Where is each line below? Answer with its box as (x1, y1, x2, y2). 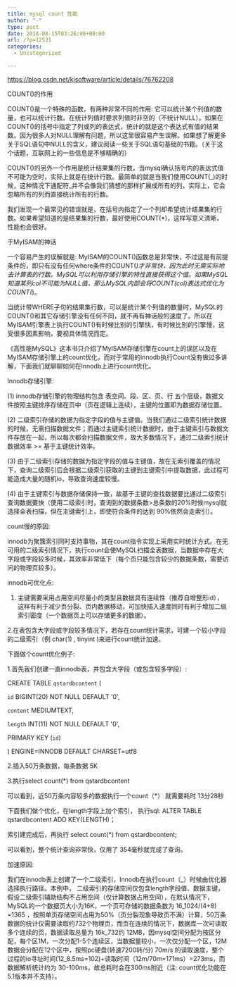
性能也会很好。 (7, 223, 51, 231)
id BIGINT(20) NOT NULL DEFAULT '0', (7, 692, 121, 701)
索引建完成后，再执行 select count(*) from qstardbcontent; (7, 830, 178, 838)
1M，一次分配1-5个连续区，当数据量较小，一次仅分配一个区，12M (37, 936, 227, 945)
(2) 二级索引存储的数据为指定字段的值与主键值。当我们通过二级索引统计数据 (7, 415, 227, 423)
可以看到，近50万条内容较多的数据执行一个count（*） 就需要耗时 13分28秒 (7, 791, 225, 800)
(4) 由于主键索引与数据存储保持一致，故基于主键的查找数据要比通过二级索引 (7, 489, 227, 497)
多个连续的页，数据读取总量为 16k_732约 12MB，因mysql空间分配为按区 (7, 928, 216, 936)
